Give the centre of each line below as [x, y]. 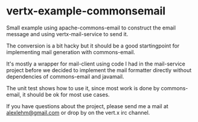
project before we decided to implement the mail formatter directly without [99, 70]
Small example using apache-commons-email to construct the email [91, 28]
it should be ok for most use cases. [66, 94]
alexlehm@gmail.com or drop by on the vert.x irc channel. [78, 112]
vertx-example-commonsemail [86, 11]
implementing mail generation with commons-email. [71, 52]
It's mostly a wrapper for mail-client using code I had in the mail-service [96, 64]
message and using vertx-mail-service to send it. [67, 34]
